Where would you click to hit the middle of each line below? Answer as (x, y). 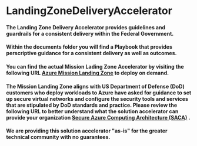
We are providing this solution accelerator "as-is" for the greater (87, 131)
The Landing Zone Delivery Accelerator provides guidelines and (86, 27)
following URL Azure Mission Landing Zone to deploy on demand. (88, 73)
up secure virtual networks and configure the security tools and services (97, 99)
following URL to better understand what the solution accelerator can (92, 111)
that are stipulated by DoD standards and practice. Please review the (92, 105)
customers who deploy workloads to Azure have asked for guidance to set (99, 93)
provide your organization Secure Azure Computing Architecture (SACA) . (98, 117)
